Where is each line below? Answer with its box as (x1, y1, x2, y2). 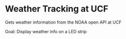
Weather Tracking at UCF (5, 3, 109, 14)
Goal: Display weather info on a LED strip (5, 28, 87, 34)
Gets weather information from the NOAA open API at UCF (5, 19, 122, 25)
